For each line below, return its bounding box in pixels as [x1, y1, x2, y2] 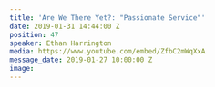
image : [9, 64, 35, 73]
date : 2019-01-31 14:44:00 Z [9, 22, 120, 31]
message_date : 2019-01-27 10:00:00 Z [9, 55, 153, 64]
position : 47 [9, 30, 59, 39]
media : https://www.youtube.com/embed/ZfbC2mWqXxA [9, 47, 206, 56]
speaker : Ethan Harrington [9, 38, 112, 48]
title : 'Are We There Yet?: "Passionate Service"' [9, 13, 206, 23]
